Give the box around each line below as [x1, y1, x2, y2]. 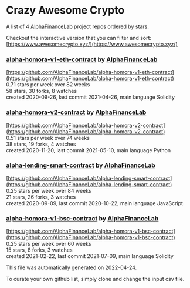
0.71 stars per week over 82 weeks [6, 81, 90, 88]
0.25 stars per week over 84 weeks [6, 187, 92, 194]
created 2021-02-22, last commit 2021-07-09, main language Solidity [6, 253, 174, 260]
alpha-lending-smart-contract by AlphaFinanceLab [6, 161, 155, 169]
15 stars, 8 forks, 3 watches [6, 246, 73, 253]
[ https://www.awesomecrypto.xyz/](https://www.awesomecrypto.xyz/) [6, 41, 178, 48]
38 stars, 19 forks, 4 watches [6, 140, 76, 148]
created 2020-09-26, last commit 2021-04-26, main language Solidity [6, 93, 175, 101]
